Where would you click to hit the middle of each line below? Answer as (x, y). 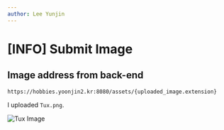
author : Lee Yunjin (36, 14)
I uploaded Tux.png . (36, 104)
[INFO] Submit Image (70, 49)
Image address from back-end (75, 75)
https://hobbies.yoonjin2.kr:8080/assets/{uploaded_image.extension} (112, 92)
